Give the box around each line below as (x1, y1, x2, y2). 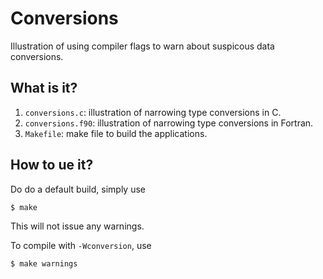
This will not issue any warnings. (10, 220, 145, 232)
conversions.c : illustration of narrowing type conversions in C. (24, 106, 282, 118)
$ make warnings (10, 259, 78, 269)
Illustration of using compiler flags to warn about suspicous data (10, 40, 275, 52)
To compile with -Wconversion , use (10, 240, 152, 252)
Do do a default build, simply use (10, 183, 146, 195)
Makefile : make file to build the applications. (24, 127, 208, 139)
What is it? (10, 80, 78, 97)
